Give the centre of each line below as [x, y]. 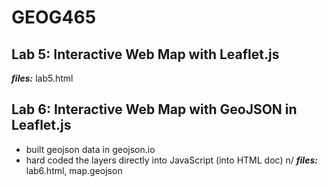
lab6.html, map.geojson [74, 170]
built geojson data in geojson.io [90, 149]
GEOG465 [54, 17]
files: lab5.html [42, 78]
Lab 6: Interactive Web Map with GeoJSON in [154, 109]
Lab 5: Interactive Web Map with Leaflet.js [145, 54]
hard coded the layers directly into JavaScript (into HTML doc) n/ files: [171, 160]
